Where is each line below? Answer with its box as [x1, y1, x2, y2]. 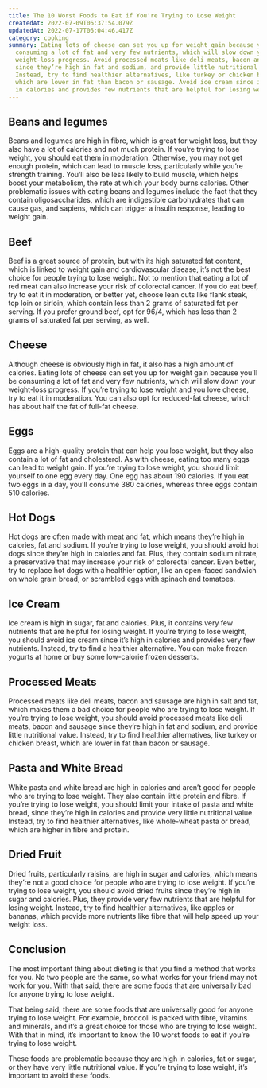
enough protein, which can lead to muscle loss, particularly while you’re [8, 161, 244, 171]
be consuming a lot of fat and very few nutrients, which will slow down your [8, 376, 256, 385]
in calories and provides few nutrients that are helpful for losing [15, 85, 250, 94]
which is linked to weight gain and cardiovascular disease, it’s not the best [8, 265, 251, 274]
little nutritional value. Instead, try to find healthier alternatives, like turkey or [8, 730, 257, 740]
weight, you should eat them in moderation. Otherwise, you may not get [8, 153, 243, 163]
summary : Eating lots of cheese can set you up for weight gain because [8, 41, 254, 49]
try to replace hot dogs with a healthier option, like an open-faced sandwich [8, 566, 257, 575]
